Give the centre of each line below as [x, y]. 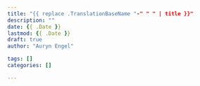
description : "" [31, 20]
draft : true [25, 40]
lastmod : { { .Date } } [39, 33]
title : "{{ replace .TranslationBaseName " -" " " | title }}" [100, 14]
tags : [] [20, 59]
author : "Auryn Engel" [40, 46]
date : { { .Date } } [34, 27]
